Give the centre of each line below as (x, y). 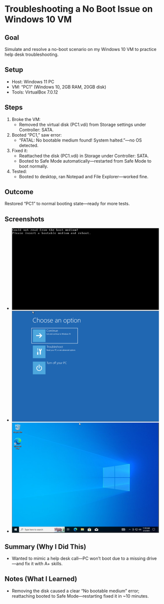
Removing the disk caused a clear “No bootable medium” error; (76, 591)
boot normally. (34, 166)
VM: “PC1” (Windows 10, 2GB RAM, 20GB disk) (59, 87)
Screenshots (24, 219)
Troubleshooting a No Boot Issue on (79, 9)
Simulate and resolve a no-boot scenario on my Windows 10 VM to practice (81, 49)
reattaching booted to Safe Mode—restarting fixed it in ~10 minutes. (80, 596)
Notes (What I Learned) (41, 579)
